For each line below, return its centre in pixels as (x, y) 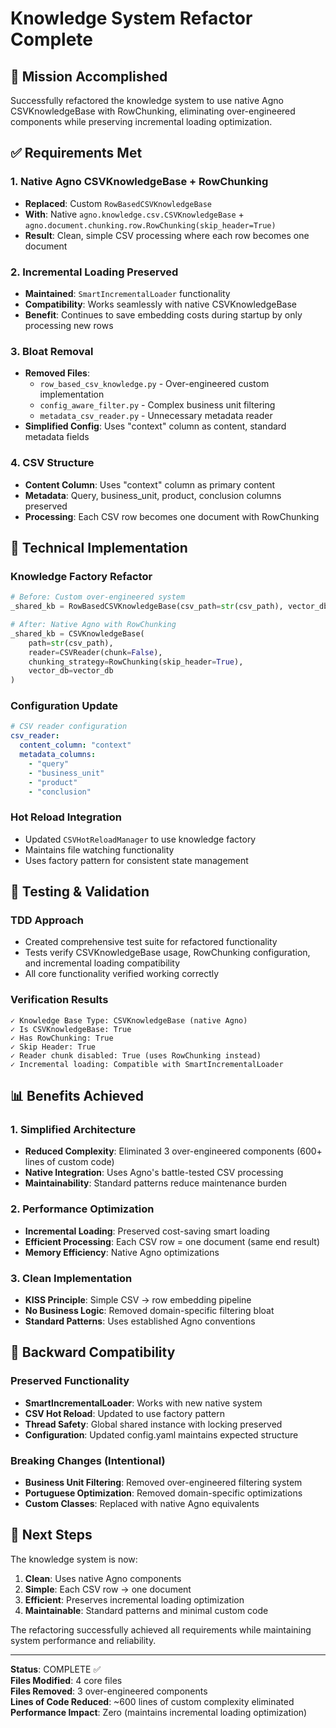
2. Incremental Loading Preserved (94, 272)
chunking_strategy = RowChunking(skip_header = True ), (136, 662)
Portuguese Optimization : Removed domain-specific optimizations (163, 1493)
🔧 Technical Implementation (99, 547)
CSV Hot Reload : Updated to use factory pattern (124, 1413)
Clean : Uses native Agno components (103, 1578)
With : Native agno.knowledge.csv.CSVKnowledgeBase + (134, 214)
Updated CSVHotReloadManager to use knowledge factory (140, 839)
